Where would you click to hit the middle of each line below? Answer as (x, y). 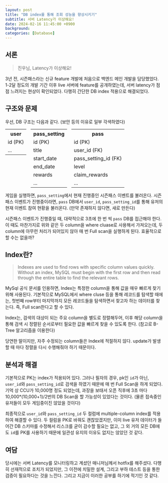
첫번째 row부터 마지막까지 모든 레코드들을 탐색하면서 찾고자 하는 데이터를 (83, 301)
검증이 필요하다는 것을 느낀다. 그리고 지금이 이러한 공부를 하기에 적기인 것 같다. (82, 475)
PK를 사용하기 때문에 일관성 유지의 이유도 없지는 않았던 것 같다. (82, 433)
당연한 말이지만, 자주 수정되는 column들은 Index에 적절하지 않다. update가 (78, 341)
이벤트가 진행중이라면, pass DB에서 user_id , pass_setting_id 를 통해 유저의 (89, 201)
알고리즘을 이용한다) (35, 331)
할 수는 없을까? (20, 237)
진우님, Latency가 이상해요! (44, 68)
